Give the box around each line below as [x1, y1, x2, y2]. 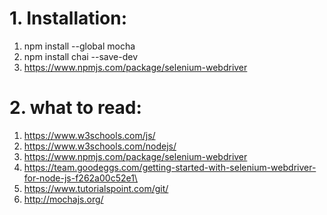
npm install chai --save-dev [23, 50, 139, 62]
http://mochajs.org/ [23, 193, 104, 205]
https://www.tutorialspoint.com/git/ [23, 182, 169, 194]
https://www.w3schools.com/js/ [23, 129, 156, 141]
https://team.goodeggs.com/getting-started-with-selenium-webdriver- [23, 161, 317, 173]
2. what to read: [9, 97, 142, 119]
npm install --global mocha [23, 40, 136, 52]
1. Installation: [9, 7, 128, 30]
